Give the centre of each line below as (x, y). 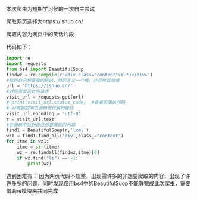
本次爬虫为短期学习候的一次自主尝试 (51, 9)
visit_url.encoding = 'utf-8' (44, 113)
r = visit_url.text (30, 119)
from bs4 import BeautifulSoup (45, 69)
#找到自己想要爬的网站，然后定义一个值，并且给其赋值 (63, 80)
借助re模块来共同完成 (32, 190)
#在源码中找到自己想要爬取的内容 (41, 125)
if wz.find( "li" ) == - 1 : (48, 158)
